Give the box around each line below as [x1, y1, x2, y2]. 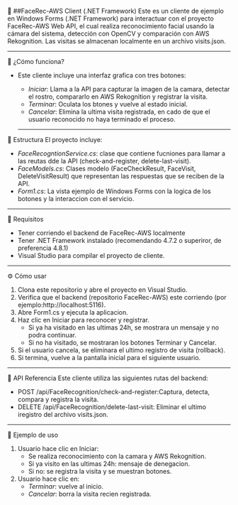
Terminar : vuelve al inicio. [28, 482, 104, 490]
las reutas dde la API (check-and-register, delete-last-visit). [17, 157, 191, 165]
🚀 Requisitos [7, 215, 44, 223]
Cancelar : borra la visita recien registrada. [28, 490, 152, 498]
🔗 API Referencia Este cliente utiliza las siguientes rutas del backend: [7, 374, 209, 382]
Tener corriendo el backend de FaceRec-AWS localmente [17, 229, 186, 237]
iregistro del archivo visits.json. [17, 411, 108, 418]
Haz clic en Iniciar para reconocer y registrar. [17, 316, 150, 324]
